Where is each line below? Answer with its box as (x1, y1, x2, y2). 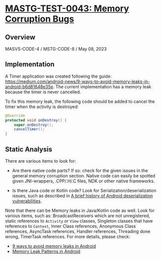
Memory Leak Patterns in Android (12, 249, 80, 254)
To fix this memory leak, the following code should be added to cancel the (5, 98, 155, 104)
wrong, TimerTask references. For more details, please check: (5, 234, 131, 239)
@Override (5, 113, 26, 118)
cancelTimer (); (14, 127, 45, 132)
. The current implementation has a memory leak (53, 84, 151, 89)
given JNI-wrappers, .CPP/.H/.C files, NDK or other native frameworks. (12, 178, 155, 184)
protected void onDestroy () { (5, 117, 67, 123)
